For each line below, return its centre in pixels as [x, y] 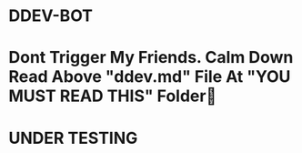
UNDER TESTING [73, 138]
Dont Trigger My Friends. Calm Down [151, 58]
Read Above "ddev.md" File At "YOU [150, 77]
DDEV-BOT [50, 16]
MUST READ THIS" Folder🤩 [113, 96]
